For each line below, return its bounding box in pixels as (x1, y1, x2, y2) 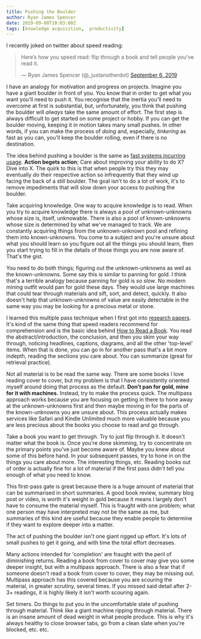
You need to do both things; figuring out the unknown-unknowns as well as (6, 264, 191, 272)
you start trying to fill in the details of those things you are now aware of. (6, 246, 185, 254)
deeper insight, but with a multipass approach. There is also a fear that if (6, 563, 185, 571)
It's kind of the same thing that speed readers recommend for (6, 321, 159, 328)
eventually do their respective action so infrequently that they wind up (6, 171, 179, 179)
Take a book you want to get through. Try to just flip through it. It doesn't (6, 433, 185, 441)
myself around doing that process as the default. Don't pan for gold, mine (6, 383, 189, 390)
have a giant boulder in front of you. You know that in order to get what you (6, 89, 191, 97)
